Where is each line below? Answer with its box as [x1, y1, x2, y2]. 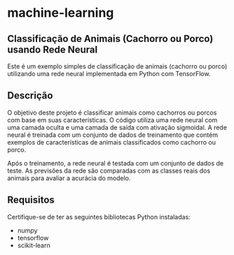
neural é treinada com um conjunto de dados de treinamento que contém [7, 131, 219, 139]
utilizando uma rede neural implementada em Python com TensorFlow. [7, 70, 211, 78]
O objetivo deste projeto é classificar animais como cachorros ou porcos [7, 108, 217, 117]
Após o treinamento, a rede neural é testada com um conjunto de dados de [7, 159, 224, 167]
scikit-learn [17, 241, 50, 249]
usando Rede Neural [7, 43, 98, 55]
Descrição [7, 89, 53, 102]
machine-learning [7, 5, 114, 21]
